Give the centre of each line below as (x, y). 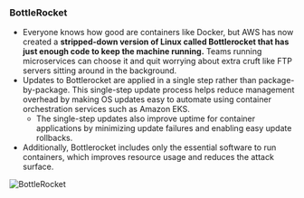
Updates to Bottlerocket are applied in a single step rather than (139, 80)
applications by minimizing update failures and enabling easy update (164, 128)
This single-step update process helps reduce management (183, 90)
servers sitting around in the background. (100, 71)
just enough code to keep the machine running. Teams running (142, 52)
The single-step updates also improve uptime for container (146, 118)
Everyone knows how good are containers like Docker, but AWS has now (158, 33)
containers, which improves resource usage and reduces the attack (148, 157)
